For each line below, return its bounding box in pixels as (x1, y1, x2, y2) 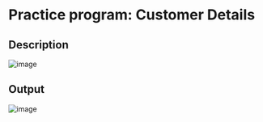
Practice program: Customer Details (8, 6, 256, 24)
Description (8, 38, 69, 52)
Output (8, 82, 45, 96)
